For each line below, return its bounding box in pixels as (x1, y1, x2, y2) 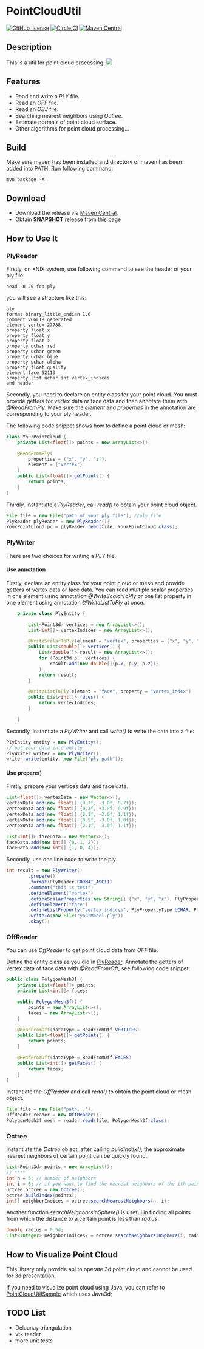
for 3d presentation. (6, 1272, 56, 1279)
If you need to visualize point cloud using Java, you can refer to (6, 1283, 165, 1291)
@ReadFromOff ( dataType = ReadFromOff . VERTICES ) (17, 1027, 140, 1033)
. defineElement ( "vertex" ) (28, 890, 94, 896)
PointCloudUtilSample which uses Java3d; (6, 1290, 112, 1297)
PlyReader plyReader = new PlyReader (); (6, 518, 110, 525)
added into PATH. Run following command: (6, 165, 114, 172)
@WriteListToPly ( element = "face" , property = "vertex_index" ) (28, 688, 191, 695)
